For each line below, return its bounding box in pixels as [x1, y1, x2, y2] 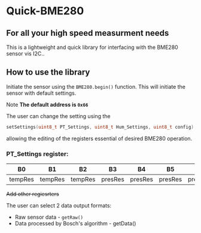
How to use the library [6, 67, 90, 77]
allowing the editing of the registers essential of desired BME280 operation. [6, 135, 193, 142]
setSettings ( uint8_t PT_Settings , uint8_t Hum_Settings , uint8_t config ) [6, 124, 194, 130]
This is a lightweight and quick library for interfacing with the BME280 [6, 44, 178, 51]
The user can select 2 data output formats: [6, 201, 112, 209]
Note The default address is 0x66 [6, 101, 89, 108]
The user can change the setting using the [6, 112, 111, 120]
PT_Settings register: [6, 150, 69, 158]
